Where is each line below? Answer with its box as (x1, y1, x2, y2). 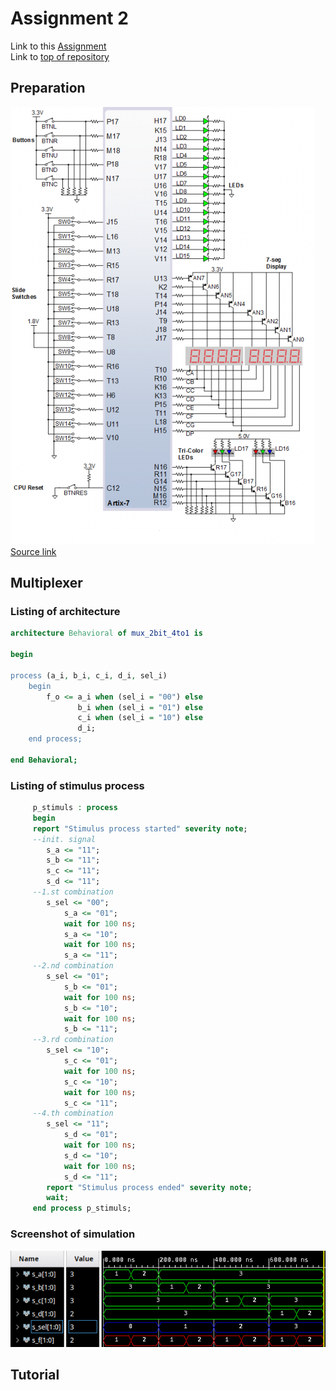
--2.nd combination (32, 961, 114, 971)
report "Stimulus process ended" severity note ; (46, 1182, 253, 1192)
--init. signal (32, 834, 97, 844)
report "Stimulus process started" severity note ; (32, 823, 248, 834)
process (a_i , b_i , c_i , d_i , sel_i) (10, 670, 168, 681)
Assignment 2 (10, 7, 129, 30)
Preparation (10, 80, 86, 97)
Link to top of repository (10, 50, 110, 62)
